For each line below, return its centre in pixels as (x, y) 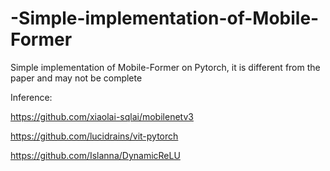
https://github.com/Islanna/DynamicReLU (95, 155)
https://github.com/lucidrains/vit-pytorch (94, 136)
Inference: (31, 97)
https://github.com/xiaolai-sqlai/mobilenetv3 (102, 116)
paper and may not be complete (76, 78)
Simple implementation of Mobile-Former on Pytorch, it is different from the (165, 67)
